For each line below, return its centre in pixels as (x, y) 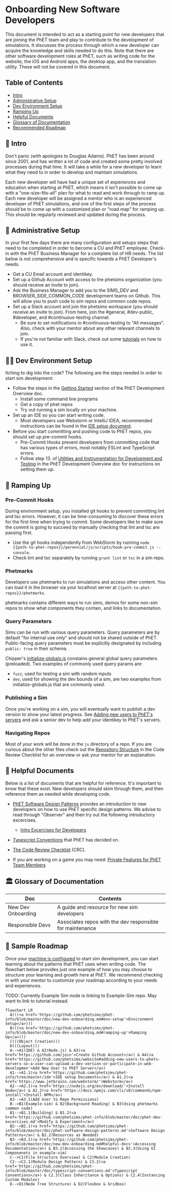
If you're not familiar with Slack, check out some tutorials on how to (91, 339)
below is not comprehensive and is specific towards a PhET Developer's (81, 259)
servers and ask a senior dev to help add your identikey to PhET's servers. (83, 720)
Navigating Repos (28, 733)
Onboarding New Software (63, 9)
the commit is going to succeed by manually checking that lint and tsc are (82, 527)
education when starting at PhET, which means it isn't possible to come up (83, 187)
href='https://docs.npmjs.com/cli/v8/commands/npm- (107, 1090)
